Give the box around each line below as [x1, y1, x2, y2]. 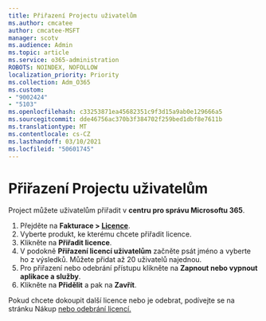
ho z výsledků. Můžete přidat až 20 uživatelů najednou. [19, 255, 202, 264]
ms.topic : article [8, 49, 69, 57]
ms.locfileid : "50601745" [8, 145, 94, 153]
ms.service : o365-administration [8, 57, 119, 65]
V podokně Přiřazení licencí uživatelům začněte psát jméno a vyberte [19, 246, 252, 256]
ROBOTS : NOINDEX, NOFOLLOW [8, 64, 98, 72]
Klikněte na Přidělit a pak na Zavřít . [19, 280, 137, 290]
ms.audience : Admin [8, 41, 73, 49]
